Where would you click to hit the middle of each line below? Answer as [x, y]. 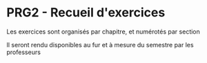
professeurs [23, 52]
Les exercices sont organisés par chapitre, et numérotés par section [103, 32]
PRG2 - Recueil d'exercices [86, 13]
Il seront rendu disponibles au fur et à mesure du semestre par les [100, 45]
